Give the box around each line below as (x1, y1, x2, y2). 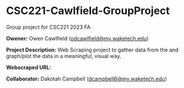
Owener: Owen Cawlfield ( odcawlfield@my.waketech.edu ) (6, 35, 149, 42)
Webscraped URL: (6, 63, 52, 71)
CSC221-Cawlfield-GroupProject (6, 4, 170, 18)
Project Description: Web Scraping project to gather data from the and (6, 46, 179, 53)
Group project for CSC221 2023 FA (6, 23, 91, 31)
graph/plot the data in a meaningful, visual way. (6, 52, 122, 59)
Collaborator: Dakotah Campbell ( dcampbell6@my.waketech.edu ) (6, 75, 167, 82)
